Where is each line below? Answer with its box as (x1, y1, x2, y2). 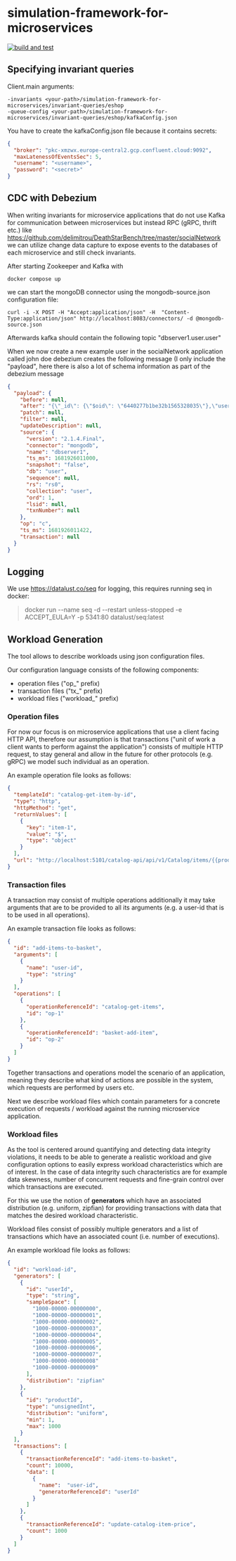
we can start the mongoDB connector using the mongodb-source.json (7, 287, 211, 296)
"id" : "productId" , (25, 1397, 83, 1404)
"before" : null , (20, 396, 68, 403)
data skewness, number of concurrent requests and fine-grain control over (7, 1175, 224, 1184)
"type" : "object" (25, 837, 77, 844)
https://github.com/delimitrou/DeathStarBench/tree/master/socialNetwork (7, 233, 221, 242)
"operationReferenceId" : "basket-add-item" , (25, 1030, 159, 1037)
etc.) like (7, 226, 32, 234)
